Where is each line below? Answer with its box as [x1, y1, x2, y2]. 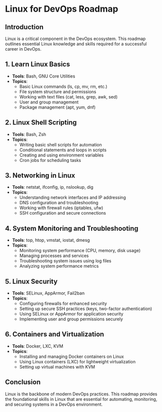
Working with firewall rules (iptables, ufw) [19, 205, 103, 211]
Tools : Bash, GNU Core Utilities [12, 73, 76, 79]
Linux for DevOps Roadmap [5, 3, 119, 15]
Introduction [5, 23, 44, 31]
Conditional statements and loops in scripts [19, 147, 107, 153]
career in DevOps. [5, 46, 41, 52]
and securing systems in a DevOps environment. [5, 401, 103, 407]
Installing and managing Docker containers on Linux [19, 353, 124, 359]
